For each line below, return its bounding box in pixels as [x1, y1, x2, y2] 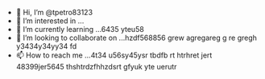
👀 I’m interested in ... [15, 16, 85, 26]
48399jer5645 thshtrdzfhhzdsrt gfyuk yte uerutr [15, 62, 177, 71]
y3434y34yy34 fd [15, 41, 77, 51]
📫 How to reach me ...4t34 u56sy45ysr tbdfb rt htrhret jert [15, 50, 213, 60]
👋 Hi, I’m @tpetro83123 [15, 8, 93, 17]
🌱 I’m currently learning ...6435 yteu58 [15, 25, 145, 34]
